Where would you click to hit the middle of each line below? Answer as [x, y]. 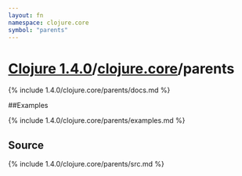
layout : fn [26, 15]
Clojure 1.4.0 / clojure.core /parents [121, 68]
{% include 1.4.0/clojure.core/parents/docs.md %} [89, 90]
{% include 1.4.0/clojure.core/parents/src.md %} [86, 164]
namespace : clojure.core [49, 23]
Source [26, 145]
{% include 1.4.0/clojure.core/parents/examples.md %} [97, 120]
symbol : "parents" [38, 30]
